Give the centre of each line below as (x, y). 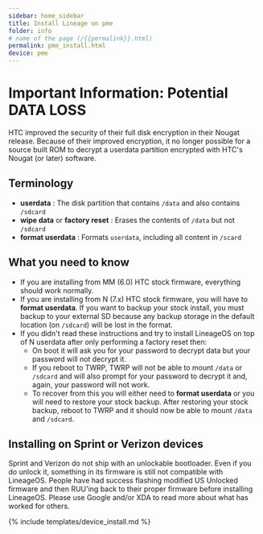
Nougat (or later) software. (52, 158)
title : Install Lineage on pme (61, 23)
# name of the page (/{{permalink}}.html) (80, 38)
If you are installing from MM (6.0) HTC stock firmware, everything (130, 282)
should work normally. (57, 290)
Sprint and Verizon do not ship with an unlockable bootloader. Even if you (130, 463)
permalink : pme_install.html (57, 46)
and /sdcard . (53, 419)
